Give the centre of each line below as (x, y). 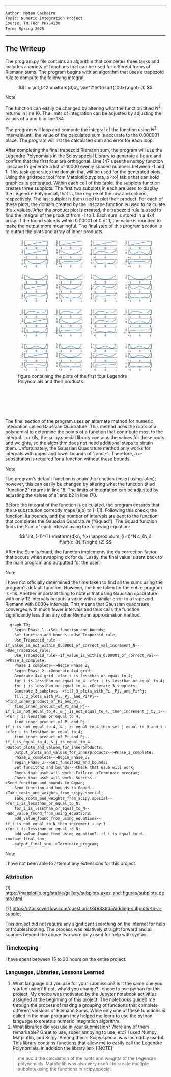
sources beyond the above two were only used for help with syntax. (76, 935)
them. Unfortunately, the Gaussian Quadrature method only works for (78, 448)
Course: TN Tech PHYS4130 (33, 23)
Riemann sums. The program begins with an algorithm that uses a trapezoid (85, 72)
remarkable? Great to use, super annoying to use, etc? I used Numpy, (85, 1032)
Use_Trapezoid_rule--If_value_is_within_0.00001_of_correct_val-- (86, 655)
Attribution (19, 877)
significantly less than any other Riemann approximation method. (73, 614)
